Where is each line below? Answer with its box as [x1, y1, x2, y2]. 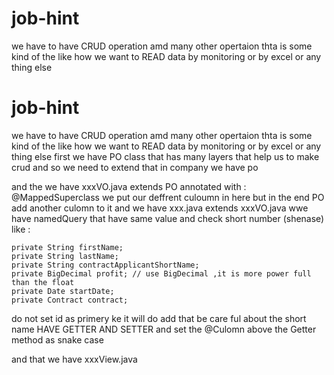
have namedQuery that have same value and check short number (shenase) [11, 212, 325, 224]
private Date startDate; [11, 286, 115, 296]
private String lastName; [11, 251, 119, 261]
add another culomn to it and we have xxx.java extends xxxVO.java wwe [11, 202, 309, 214]
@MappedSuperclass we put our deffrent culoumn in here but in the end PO [11, 191, 325, 203]
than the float [11, 277, 75, 287]
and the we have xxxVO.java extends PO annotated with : [11, 180, 247, 192]
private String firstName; [11, 242, 124, 252]
